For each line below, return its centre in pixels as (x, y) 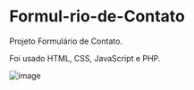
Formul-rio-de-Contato (97, 16)
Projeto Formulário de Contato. (66, 41)
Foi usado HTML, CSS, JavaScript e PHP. (85, 58)
